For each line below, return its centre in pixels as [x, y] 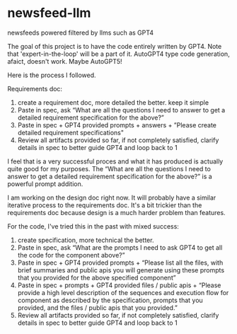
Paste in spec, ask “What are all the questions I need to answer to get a [121, 110]
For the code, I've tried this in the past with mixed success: [93, 226]
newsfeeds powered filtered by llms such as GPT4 [81, 33]
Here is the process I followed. [52, 75]
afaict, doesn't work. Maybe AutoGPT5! [65, 61]
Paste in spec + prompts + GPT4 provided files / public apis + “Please [119, 285]
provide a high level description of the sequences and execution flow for [123, 292]
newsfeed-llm [49, 13]
